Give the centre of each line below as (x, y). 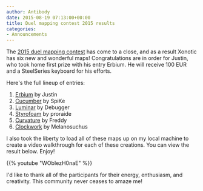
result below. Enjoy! (31, 152)
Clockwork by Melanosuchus (51, 127)
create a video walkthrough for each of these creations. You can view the (98, 145)
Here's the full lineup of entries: (46, 83)
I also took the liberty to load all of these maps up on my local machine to (98, 139)
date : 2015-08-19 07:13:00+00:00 (48, 18)
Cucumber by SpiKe (40, 101)
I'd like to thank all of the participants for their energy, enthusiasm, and (95, 175)
